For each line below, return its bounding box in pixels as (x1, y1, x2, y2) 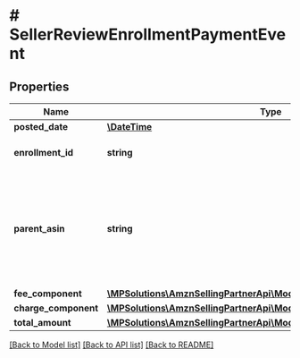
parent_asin (13, 223, 65, 234)
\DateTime (106, 121, 153, 132)
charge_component (13, 302, 99, 314)
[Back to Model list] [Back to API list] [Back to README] (9, 339, 214, 350)
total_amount (13, 317, 71, 328)
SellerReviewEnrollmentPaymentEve (9, 24, 287, 45)
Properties (9, 79, 70, 94)
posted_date (13, 121, 69, 132)
